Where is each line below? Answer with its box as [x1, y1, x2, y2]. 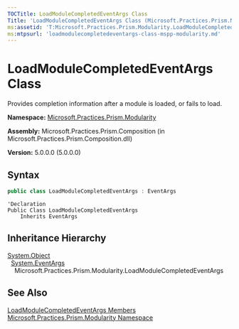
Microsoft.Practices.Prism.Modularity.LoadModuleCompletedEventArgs [14, 266, 224, 274]
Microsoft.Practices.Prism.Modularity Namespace [7, 313, 154, 322]
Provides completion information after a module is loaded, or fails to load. [7, 99, 223, 108]
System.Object [7, 251, 51, 259]
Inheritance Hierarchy [7, 232, 107, 244]
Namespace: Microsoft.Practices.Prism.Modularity [7, 113, 156, 122]
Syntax [7, 168, 40, 181]
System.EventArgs [10, 259, 65, 267]
